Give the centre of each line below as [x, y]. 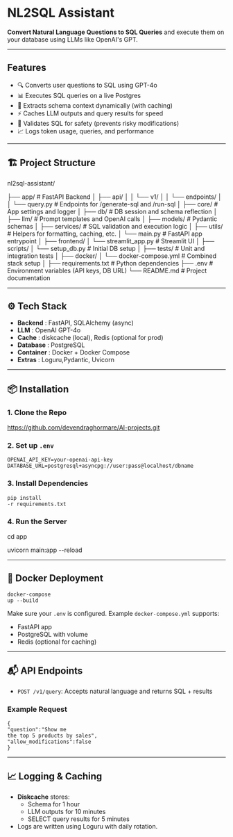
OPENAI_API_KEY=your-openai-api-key [60, 460]
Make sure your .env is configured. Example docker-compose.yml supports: [113, 613]
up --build [23, 600]
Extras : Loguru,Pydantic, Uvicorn [66, 360]
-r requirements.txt [37, 504]
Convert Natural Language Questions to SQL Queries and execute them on [116, 32]
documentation [29, 278]
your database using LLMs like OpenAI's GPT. [73, 39]
